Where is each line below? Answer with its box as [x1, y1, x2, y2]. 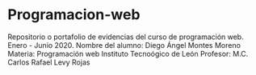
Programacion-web [7, 6, 141, 24]
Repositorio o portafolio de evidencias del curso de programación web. [7, 32, 244, 41]
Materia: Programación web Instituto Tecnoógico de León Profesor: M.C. [7, 49, 249, 58]
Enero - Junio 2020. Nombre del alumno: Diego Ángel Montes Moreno [7, 40, 241, 49]
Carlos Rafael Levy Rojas [7, 57, 90, 67]
